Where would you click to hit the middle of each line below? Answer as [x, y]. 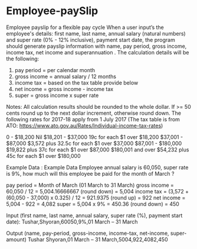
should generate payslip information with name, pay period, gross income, [96, 46]
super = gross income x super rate [57, 95]
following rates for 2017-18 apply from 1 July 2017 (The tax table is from [93, 119]
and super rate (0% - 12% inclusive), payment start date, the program [91, 40]
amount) [16, 239]
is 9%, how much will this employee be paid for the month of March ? [90, 173]
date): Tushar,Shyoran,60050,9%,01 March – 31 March [72, 221]
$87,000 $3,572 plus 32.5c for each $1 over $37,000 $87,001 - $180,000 [94, 143]
